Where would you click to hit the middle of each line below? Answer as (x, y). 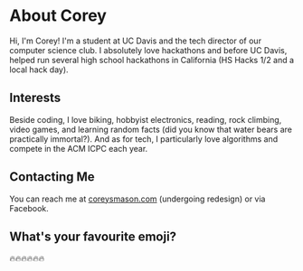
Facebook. (29, 208)
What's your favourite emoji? (93, 236)
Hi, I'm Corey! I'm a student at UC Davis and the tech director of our (136, 41)
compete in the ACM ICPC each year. (79, 148)
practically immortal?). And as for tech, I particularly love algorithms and (144, 139)
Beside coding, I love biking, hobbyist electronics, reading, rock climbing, (146, 119)
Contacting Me (52, 177)
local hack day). (39, 70)
